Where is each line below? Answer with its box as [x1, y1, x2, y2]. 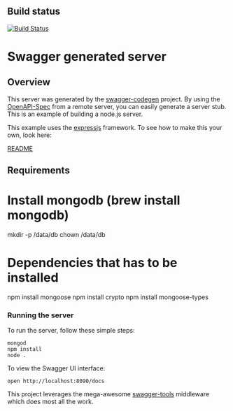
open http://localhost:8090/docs [7, 377, 105, 385]
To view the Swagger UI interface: [7, 364, 106, 373]
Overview [7, 76, 51, 88]
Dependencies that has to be [7, 255, 178, 271]
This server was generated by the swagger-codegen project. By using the [7, 94, 220, 103]
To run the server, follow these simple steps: [7, 326, 135, 335]
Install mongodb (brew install [7, 192, 181, 208]
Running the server [7, 310, 74, 320]
